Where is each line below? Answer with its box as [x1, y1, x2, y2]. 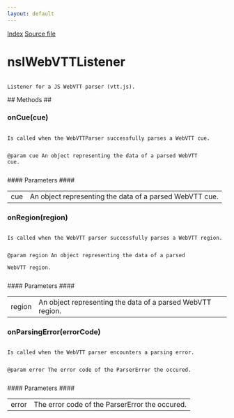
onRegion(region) [7, 212, 68, 222]
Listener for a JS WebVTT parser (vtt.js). [7, 83, 136, 90]
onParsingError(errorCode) [7, 326, 101, 336]
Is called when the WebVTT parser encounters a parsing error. [7, 349, 195, 356]
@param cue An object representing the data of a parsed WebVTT [7, 152, 198, 159]
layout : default [7, 10, 54, 17]
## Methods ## [7, 95, 52, 103]
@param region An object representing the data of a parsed [7, 252, 186, 259]
